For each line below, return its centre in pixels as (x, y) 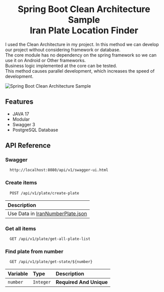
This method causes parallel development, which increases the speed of (80, 71)
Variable (18, 274)
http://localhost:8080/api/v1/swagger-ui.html (59, 170)
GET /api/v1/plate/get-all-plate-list (50, 239)
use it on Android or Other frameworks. (45, 60)
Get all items (21, 228)
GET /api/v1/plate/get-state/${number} (51, 262)
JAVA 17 (21, 114)
